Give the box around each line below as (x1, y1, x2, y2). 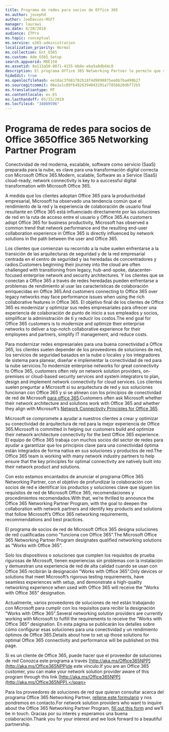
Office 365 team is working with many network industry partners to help (5, 453, 155, 459)
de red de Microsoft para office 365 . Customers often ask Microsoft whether (5, 395, 162, 401)
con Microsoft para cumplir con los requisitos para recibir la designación (5, 605, 155, 611)
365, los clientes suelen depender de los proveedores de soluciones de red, (5, 347, 162, 353)
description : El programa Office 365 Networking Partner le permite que (5, 69, 161, 74)
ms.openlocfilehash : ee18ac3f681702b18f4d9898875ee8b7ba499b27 (5, 78, 141, 83)
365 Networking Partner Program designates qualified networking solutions (5, 537, 162, 543)
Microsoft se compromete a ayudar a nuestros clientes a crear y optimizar (5, 416, 158, 422)
